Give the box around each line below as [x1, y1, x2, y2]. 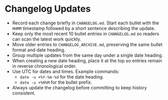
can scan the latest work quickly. [12, 36, 81, 42]
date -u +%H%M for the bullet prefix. [19, 79, 93, 85]
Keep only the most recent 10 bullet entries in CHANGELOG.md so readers [12, 30, 159, 37]
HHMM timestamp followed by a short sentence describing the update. [12, 25, 156, 31]
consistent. [12, 90, 36, 96]
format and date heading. [12, 47, 66, 53]
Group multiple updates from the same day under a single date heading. [12, 52, 163, 58]
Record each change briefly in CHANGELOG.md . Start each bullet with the [12, 20, 159, 26]
